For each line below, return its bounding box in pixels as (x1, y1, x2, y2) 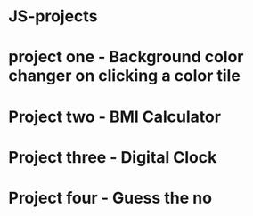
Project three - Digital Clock (8, 147, 217, 167)
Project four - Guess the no (8, 188, 213, 208)
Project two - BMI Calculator (8, 107, 222, 126)
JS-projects (8, 6, 98, 27)
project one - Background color (8, 47, 244, 68)
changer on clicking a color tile (8, 66, 241, 86)
